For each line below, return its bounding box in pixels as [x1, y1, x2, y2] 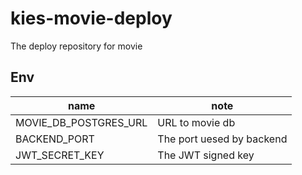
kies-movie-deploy [10, 7, 173, 30]
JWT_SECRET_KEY [15, 148, 105, 162]
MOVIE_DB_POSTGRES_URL [15, 115, 148, 129]
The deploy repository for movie [10, 40, 143, 52]
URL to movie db [157, 115, 236, 129]
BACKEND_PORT [15, 132, 95, 146]
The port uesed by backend [157, 132, 288, 146]
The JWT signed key [157, 148, 255, 162]
